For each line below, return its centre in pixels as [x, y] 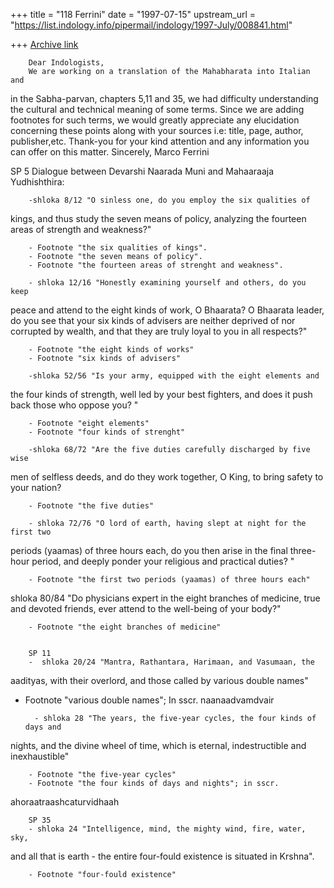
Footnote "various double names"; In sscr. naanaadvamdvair [149, 700]
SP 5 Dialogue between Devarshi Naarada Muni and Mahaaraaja [142, 171]
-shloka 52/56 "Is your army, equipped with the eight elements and [174, 376]
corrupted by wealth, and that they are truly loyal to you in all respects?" [159, 331]
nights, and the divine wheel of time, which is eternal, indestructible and [158, 745]
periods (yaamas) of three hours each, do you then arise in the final [149, 550]
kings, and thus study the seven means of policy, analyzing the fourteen [158, 218]
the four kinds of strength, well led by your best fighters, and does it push [161, 394]
